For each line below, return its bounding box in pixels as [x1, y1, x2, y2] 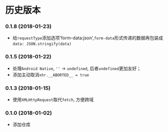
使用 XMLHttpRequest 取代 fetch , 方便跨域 [12, 97, 94, 103]
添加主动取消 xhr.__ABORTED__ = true [12, 72, 89, 78]
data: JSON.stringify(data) [12, 41, 72, 47]
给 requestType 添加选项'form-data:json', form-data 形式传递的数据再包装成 [12, 35, 163, 41]
